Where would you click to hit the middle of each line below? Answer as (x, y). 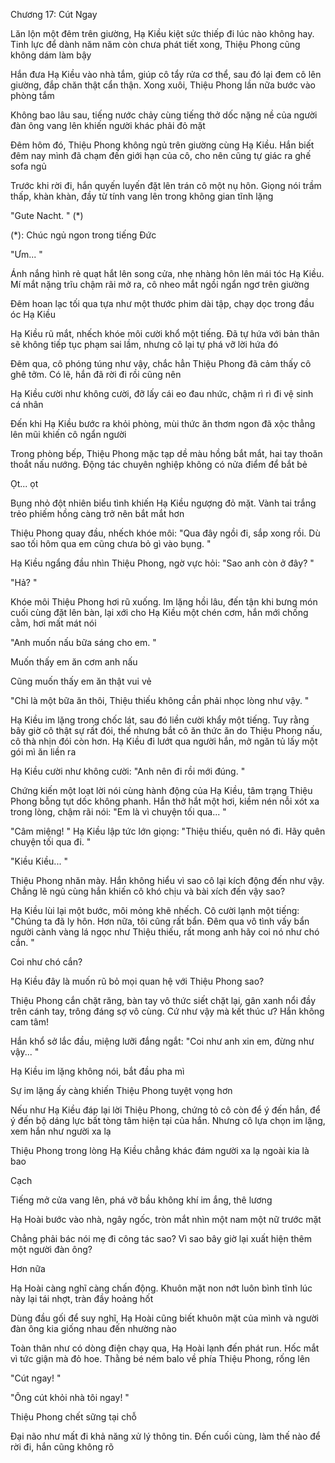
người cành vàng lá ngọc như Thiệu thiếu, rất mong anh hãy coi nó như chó (165, 932)
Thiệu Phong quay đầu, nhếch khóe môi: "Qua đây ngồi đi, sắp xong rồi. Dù (165, 533)
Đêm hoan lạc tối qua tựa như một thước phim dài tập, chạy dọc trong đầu (162, 303)
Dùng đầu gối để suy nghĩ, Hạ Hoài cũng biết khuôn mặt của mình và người (164, 1318)
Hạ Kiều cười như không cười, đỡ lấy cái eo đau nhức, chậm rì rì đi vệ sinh (162, 393)
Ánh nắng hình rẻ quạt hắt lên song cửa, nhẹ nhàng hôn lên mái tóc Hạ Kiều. (167, 273)
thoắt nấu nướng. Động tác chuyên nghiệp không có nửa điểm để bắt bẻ (159, 464)
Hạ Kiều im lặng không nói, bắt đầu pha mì (97, 1071)
